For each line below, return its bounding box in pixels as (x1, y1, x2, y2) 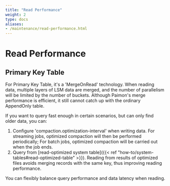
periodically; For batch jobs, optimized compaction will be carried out (12, 138, 158, 145)
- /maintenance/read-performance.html (5, 26, 87, 31)
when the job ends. (12, 144, 53, 150)
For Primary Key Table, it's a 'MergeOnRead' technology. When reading (5, 81, 155, 87)
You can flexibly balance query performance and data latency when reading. (5, 175, 165, 181)
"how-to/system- (117, 150, 154, 156)
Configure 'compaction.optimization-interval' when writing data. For (12, 128, 155, 134)
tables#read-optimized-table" (12, 155, 75, 161)
